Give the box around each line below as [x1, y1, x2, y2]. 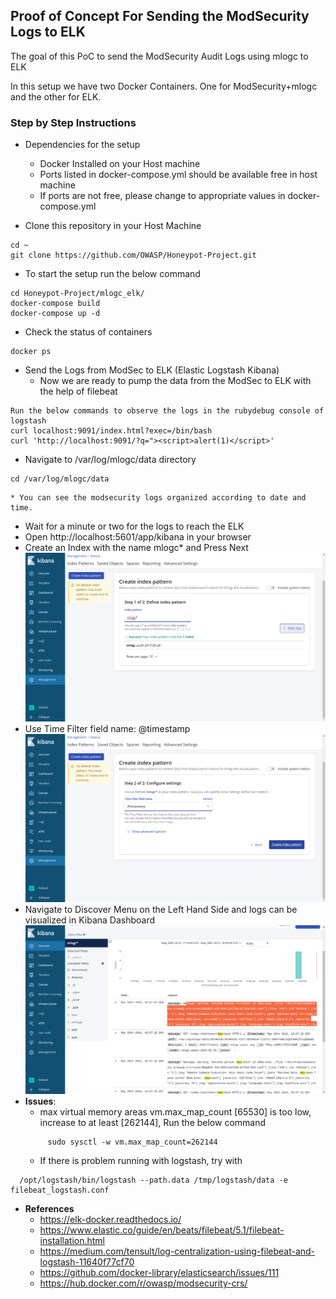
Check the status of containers [24, 326, 153, 338]
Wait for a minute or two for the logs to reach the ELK [24, 520, 245, 533]
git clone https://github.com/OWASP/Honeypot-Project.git [10, 250, 257, 261]
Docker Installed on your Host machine [39, 158, 201, 170]
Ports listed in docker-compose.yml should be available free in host [39, 169, 318, 181]
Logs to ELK [10, 24, 86, 41]
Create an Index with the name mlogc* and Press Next [24, 542, 249, 554]
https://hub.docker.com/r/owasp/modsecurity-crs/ [39, 1277, 248, 1289]
